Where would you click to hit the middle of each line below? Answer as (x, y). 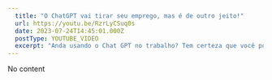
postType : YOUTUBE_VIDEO (57, 38)
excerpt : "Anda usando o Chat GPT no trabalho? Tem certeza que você (135, 46)
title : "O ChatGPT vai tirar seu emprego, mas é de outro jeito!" (130, 16)
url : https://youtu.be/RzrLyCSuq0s (75, 23)
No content (26, 69)
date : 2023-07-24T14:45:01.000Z (70, 31)
